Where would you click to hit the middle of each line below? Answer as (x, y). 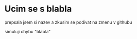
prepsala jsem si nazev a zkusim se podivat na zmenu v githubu (68, 22)
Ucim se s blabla (38, 9)
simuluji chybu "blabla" (28, 31)
